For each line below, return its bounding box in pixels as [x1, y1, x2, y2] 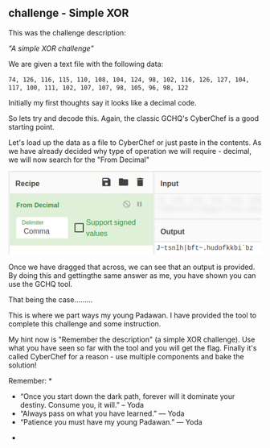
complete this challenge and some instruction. [8, 319, 162, 329]
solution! [8, 360, 38, 370]
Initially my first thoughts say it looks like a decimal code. [8, 97, 197, 107]
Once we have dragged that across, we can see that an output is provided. [8, 262, 256, 272]
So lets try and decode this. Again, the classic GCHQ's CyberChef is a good [8, 113, 260, 123]
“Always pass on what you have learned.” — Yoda [19, 409, 185, 418]
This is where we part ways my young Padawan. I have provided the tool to [8, 310, 257, 321]
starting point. [8, 122, 55, 131]
